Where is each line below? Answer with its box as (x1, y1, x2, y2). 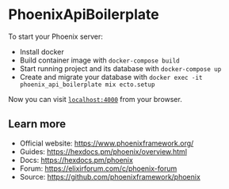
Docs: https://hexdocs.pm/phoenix (19, 155, 133, 164)
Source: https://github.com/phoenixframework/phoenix (19, 172, 200, 181)
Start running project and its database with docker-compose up (19, 63, 222, 73)
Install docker (19, 47, 65, 56)
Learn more (8, 117, 67, 131)
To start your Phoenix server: (8, 32, 103, 41)
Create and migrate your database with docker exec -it (19, 72, 203, 81)
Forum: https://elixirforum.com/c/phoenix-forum (19, 164, 177, 173)
